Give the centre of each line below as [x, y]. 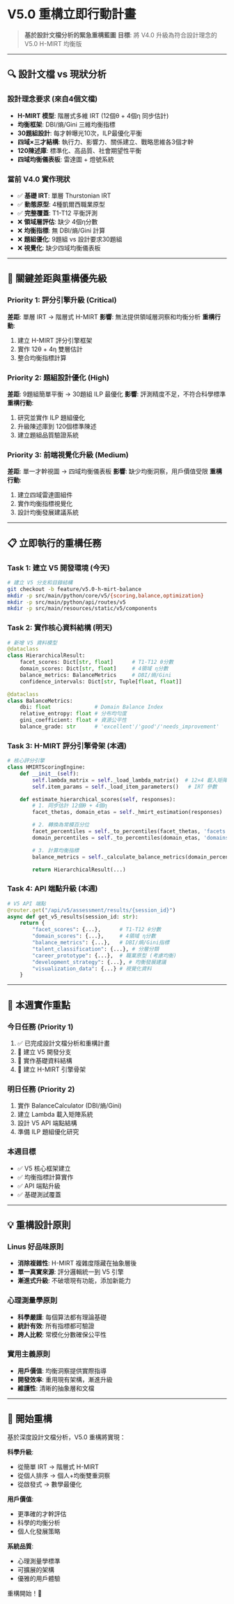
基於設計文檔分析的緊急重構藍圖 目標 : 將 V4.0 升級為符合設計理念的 [120, 35]
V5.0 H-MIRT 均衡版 [53, 43]
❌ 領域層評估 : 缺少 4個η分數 [57, 221]
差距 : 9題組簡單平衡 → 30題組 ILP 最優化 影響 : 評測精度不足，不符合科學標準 [117, 394]
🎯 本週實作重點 [39, 1005]
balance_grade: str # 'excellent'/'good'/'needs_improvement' [119, 727]
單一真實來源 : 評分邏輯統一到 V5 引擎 [70, 1272]
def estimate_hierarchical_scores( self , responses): [98, 799]
